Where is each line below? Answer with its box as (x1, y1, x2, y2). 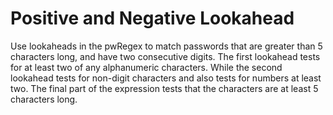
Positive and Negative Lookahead (10, 7, 295, 30)
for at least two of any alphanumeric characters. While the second (10, 61, 283, 73)
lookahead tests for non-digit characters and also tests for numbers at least (10, 72, 322, 84)
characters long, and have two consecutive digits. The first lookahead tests (10, 50, 321, 62)
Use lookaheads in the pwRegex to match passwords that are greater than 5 (10, 40, 323, 52)
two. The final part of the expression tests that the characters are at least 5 (10, 82, 319, 94)
